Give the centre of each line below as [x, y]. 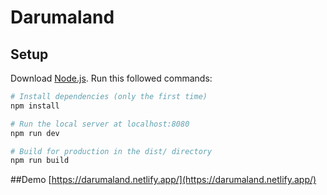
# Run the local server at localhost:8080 [100, 124]
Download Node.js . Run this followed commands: [111, 78]
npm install [35, 106]
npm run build [40, 161]
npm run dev [35, 133]
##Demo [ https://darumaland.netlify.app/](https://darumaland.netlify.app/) [163, 180]
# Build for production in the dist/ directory [111, 151]
